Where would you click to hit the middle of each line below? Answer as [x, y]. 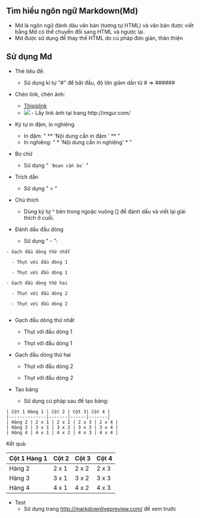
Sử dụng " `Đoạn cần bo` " [56, 165]
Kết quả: [16, 444]
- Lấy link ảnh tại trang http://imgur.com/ [81, 113]
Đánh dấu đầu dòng [39, 229]
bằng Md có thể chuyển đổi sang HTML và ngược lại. [80, 32]
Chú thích [27, 199]
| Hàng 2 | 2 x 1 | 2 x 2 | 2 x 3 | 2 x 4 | [62, 422]
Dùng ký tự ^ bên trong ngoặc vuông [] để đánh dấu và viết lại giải [104, 211]
